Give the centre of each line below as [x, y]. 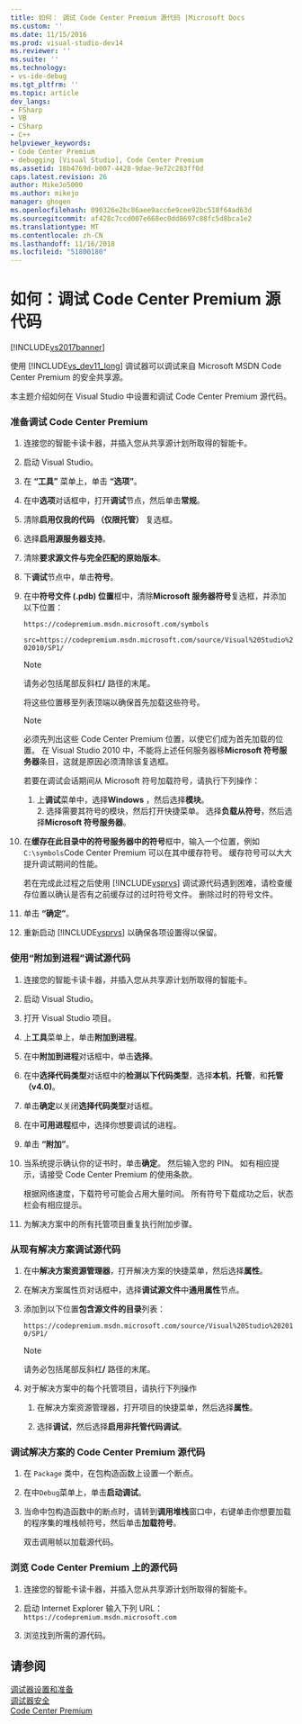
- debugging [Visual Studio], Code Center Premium [107, 160]
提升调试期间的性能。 [62, 864]
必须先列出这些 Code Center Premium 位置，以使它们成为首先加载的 [149, 739]
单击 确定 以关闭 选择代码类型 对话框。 [90, 1106]
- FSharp [27, 110]
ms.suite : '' [35, 59]
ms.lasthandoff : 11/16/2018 [63, 244]
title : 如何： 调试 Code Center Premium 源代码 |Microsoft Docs [128, 18]
